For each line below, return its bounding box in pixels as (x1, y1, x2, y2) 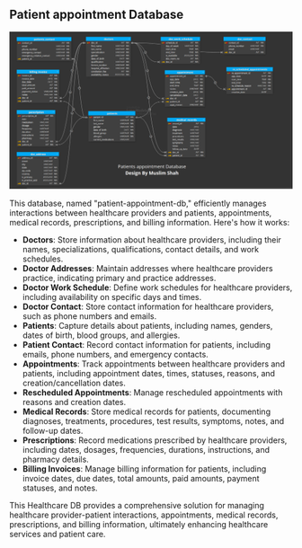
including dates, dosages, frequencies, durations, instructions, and (22, 444, 271, 455)
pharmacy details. (22, 454, 90, 464)
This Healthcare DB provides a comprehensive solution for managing (9, 499, 265, 510)
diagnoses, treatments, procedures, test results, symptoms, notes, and (22, 415, 285, 426)
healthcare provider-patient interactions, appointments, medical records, (9, 509, 279, 520)
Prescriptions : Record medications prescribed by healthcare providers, (22, 435, 288, 446)
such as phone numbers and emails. (22, 310, 157, 322)
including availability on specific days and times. (22, 291, 202, 302)
